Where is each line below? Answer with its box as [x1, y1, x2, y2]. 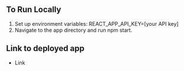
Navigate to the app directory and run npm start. [14, 26, 133, 33]
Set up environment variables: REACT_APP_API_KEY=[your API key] [14, 20, 179, 27]
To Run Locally [6, 5, 61, 15]
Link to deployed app [6, 43, 84, 53]
